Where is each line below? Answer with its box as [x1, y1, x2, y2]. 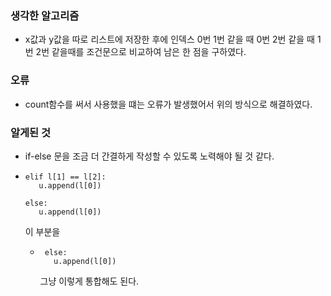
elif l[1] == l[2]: [24, 172, 107, 182]
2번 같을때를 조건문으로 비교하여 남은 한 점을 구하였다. [35, 46, 247, 58]
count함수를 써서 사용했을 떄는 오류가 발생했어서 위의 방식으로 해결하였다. [24, 98, 313, 110]
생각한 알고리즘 [10, 8, 80, 22]
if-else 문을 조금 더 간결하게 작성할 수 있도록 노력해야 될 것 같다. [24, 150, 275, 162]
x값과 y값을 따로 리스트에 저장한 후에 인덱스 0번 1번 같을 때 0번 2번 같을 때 [24, 33, 315, 46]
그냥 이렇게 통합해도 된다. [39, 275, 140, 287]
